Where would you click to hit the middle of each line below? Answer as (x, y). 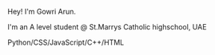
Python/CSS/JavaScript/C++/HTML (66, 42)
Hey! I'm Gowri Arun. (42, 12)
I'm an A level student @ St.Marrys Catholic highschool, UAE (107, 27)
